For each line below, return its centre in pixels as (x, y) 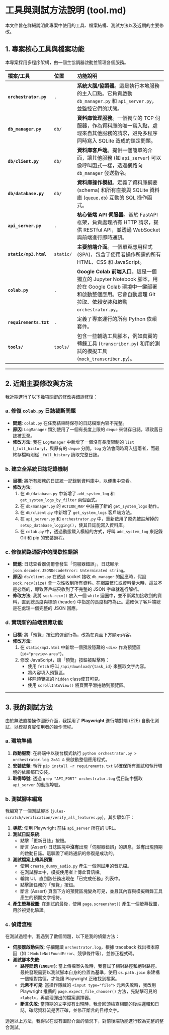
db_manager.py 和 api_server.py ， (117, 101)
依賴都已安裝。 (37, 772)
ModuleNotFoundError (52, 954)
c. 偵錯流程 (18, 924)
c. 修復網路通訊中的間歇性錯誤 (42, 552)
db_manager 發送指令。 (103, 173)
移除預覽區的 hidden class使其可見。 (65, 679)
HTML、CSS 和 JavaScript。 (111, 262)
